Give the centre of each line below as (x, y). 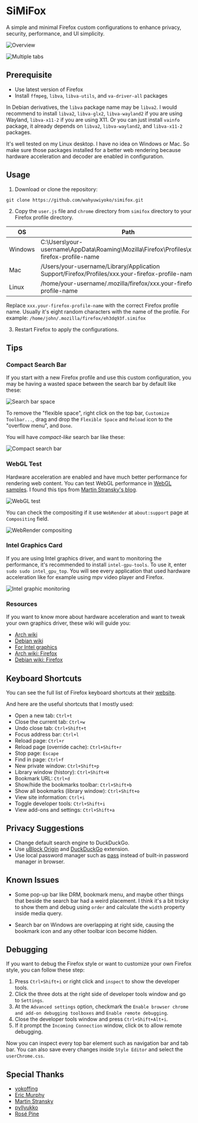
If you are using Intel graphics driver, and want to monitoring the (84, 558)
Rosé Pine (27, 1114)
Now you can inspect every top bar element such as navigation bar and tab (97, 1043)
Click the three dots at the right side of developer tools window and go (100, 994)
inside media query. (39, 913)
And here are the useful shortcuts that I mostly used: (70, 704)
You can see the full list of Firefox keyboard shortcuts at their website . (91, 692)
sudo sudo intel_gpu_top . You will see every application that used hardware (98, 571)
